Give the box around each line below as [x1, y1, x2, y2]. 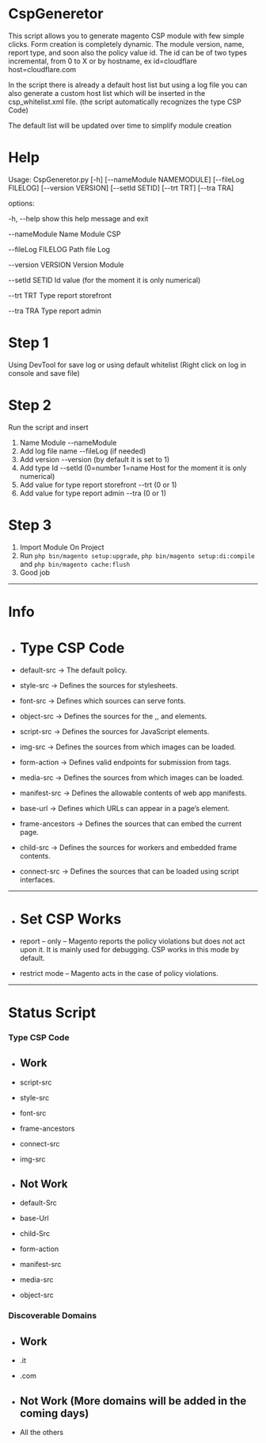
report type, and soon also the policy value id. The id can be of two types [8, 48, 248, 57]
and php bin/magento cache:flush [19, 559, 131, 568]
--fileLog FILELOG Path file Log [8, 244, 111, 254]
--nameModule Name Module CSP [8, 229, 121, 239]
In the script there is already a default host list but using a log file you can [8, 80, 248, 90]
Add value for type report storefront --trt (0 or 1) [19, 480, 177, 489]
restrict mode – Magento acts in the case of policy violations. [19, 968, 219, 978]
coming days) [19, 1407, 89, 1420]
